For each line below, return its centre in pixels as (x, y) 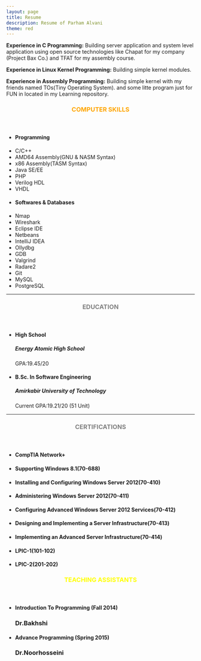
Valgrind (25, 260)
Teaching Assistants (100, 580)
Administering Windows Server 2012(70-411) (72, 496)
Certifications (100, 427)
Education (100, 307)
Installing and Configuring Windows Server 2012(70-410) (88, 482)
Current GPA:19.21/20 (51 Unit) (52, 406)
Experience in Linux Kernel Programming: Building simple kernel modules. (99, 70)
